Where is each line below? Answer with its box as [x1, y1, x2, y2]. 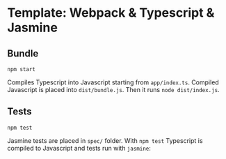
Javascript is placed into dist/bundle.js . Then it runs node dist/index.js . [7, 86, 220, 93]
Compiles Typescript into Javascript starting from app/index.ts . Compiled [7, 78, 219, 86]
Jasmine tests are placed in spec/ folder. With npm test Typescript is [7, 136, 203, 144]
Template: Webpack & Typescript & [7, 5, 215, 21]
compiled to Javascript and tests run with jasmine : [7, 144, 152, 152]
